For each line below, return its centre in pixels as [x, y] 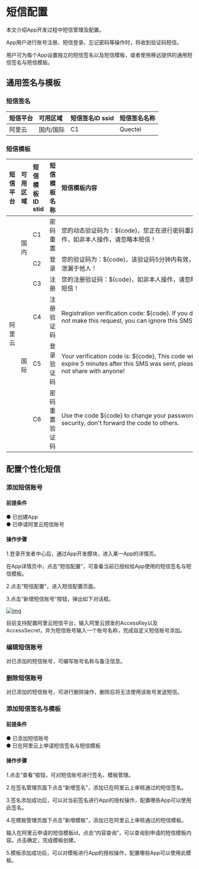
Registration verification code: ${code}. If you [125, 313]
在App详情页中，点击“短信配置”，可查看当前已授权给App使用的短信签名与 [96, 566]
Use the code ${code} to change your [114, 415]
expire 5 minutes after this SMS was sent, [119, 364]
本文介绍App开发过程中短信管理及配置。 [55, 30]
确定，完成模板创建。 [52, 840]
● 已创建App [22, 517]
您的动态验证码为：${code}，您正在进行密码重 [126, 230]
